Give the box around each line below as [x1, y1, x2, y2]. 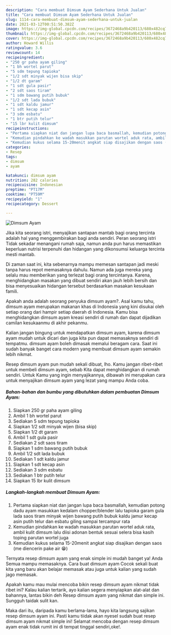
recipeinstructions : [6, 126, 50, 131]
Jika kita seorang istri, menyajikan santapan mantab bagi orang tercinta [6, 230, 155, 236]
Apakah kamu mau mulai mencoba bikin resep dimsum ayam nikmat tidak [6, 581, 159, 587]
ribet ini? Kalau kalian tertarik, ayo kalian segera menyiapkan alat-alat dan [6, 587, 159, 593]
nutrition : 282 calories [6, 178, 58, 183]
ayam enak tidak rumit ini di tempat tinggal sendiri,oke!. [6, 623, 121, 629]
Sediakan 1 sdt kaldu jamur [13, 456, 70, 462]
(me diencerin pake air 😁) [13, 545, 68, 551]
